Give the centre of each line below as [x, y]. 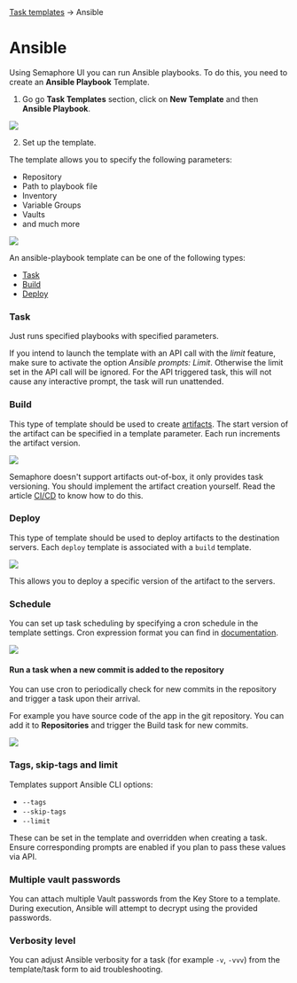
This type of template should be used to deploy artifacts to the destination [145, 538]
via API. [23, 856]
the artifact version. [45, 443]
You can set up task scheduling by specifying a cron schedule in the [134, 624]
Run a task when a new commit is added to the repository [117, 669]
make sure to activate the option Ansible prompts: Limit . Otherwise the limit [146, 363]
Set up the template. [59, 142]
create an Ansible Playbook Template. [80, 82]
